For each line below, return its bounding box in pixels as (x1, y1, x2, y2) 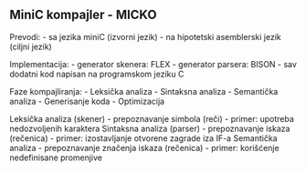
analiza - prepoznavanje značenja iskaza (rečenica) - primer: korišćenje (9, 142, 280, 153)
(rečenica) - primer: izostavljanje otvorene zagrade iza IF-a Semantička (9, 132, 278, 144)
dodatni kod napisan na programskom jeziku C (9, 68, 185, 79)
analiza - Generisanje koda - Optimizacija (9, 96, 165, 106)
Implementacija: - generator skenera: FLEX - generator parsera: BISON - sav (9, 58, 297, 69)
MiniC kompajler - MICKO (9, 7, 157, 23)
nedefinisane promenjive (9, 152, 103, 163)
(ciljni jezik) (9, 41, 52, 52)
